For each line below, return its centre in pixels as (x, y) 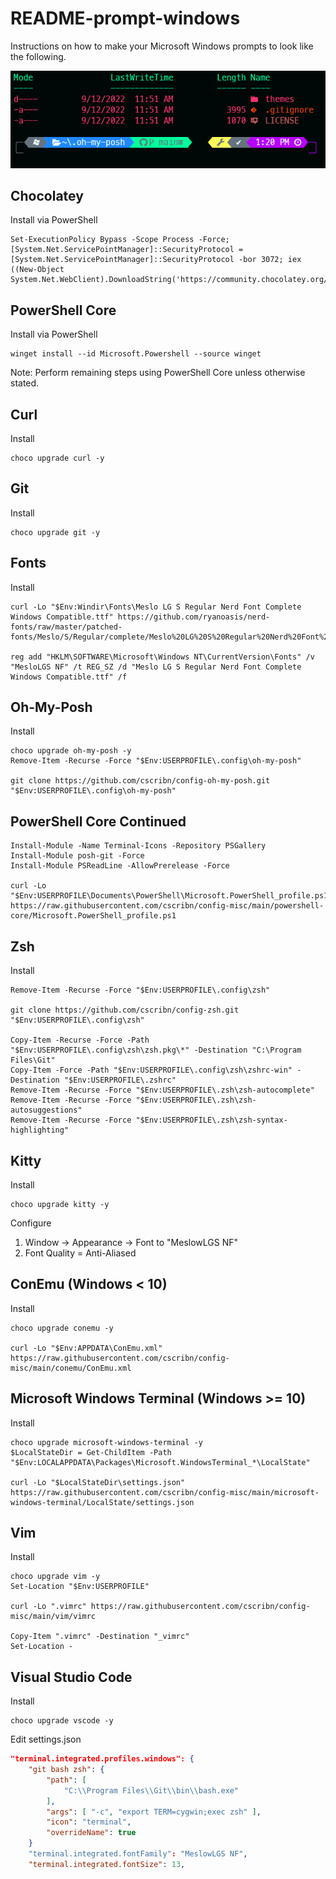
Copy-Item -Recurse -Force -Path (80, 1040)
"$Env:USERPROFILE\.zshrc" (120, 1080)
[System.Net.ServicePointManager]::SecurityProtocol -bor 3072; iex (156, 260)
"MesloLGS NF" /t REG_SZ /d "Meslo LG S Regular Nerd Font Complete (156, 667)
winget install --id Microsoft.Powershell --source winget (136, 354)
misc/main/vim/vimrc (53, 1617)
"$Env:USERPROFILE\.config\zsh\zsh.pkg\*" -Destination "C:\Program (156, 1050)
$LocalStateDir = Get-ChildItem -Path (91, 1452)
